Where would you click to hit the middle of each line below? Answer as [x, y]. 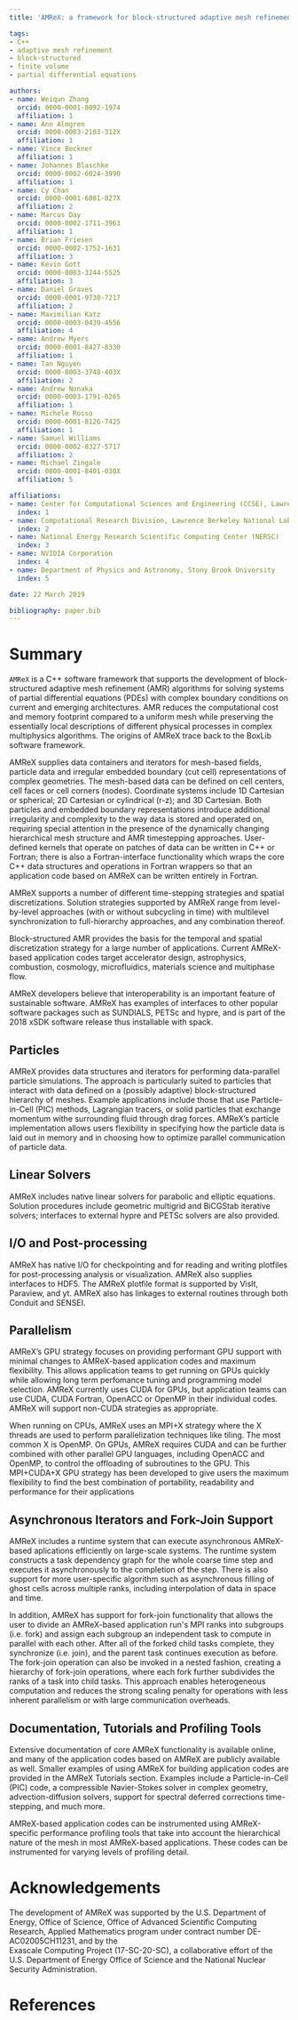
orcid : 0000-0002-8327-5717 [69, 447]
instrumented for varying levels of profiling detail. [99, 1852]
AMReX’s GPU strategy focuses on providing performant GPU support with [145, 1352]
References [52, 2005]
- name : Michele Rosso [51, 414]
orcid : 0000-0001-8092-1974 [69, 108]
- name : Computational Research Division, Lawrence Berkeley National [142, 520]
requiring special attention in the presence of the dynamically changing [139, 829]
